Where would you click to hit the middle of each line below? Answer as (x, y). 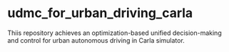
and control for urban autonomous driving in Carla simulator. (96, 40)
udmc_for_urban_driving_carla (100, 13)
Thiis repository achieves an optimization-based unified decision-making (115, 33)
